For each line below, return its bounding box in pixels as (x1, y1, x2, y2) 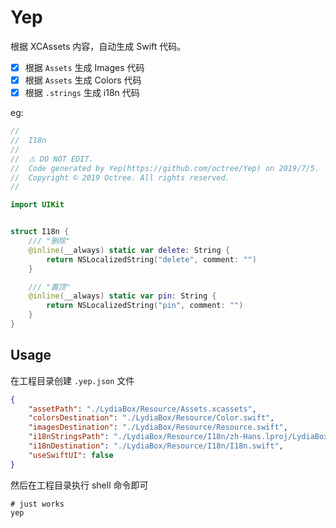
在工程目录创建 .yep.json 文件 (10, 374, 135, 386)
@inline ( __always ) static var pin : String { (28, 291, 217, 301)
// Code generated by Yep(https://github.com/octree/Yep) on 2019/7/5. (10, 163, 320, 173)
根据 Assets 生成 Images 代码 (24, 61, 145, 73)
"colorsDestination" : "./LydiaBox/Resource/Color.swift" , (28, 413, 275, 423)
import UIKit (10, 200, 65, 210)
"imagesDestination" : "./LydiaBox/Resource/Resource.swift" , (28, 422, 288, 433)
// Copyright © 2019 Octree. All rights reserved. (10, 172, 230, 183)
